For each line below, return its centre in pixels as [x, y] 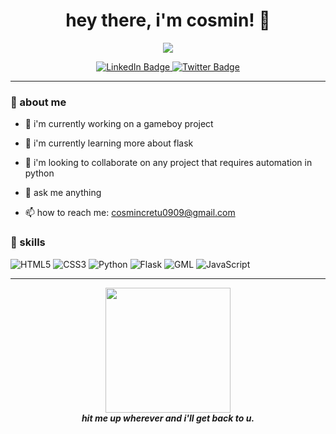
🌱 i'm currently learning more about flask [109, 143]
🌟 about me [38, 102]
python [39, 173]
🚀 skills [28, 242]
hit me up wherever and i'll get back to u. [168, 418]
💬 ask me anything [63, 193]
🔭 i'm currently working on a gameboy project [119, 124]
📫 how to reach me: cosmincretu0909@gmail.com [130, 213]
